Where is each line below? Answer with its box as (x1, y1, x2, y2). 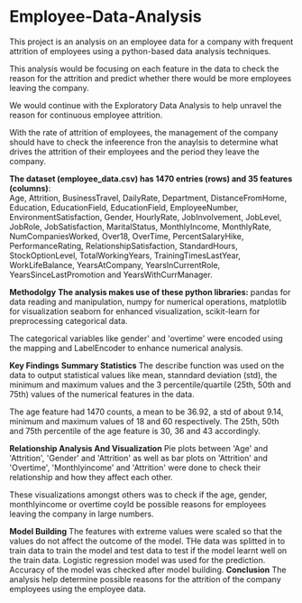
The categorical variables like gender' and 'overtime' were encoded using (9, 332, 284, 344)
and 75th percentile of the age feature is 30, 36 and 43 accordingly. (9, 425, 261, 436)
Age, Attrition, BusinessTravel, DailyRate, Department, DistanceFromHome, (9, 192, 287, 203)
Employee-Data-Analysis (9, 6, 202, 27)
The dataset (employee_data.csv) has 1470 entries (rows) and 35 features (9, 173, 293, 184)
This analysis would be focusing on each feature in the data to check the (9, 63, 279, 74)
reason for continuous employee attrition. (9, 109, 163, 120)
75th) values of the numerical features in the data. (9, 388, 196, 399)
